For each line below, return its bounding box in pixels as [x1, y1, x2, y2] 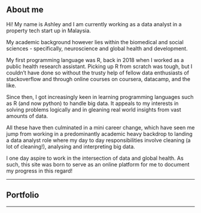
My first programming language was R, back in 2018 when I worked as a [6, 56, 184, 63]
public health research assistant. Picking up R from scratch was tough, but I [6, 63, 193, 70]
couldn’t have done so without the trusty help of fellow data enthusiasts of [6, 69, 190, 76]
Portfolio [6, 190, 39, 200]
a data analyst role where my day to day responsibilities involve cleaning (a [6, 137, 191, 144]
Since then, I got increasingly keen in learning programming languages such [6, 93, 194, 100]
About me [6, 5, 44, 15]
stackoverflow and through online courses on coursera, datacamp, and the [6, 75, 191, 82]
